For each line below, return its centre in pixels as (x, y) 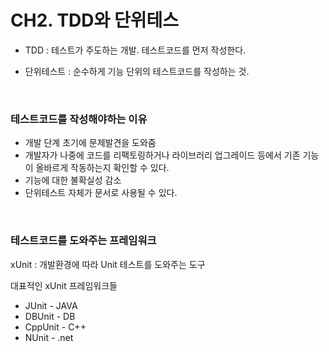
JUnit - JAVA (51, 305)
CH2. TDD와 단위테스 (94, 20)
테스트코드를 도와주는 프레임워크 (83, 241)
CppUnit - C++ (55, 327)
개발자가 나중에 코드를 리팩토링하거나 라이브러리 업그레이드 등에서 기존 (162, 155)
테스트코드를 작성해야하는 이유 (79, 119)
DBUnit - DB (50, 316)
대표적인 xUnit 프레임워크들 (64, 285)
